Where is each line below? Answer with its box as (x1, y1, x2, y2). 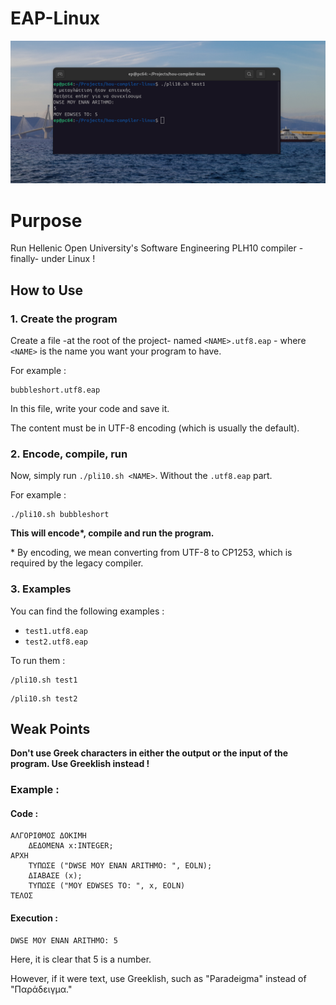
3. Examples (10, 582, 72, 596)
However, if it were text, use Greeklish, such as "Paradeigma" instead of (10, 972, 307, 984)
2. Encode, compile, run (10, 447, 128, 461)
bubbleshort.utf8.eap (10, 385, 101, 395)
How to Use (10, 282, 84, 299)
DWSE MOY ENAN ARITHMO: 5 (10, 935, 118, 946)
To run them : (10, 654, 66, 666)
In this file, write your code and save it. (10, 402, 170, 414)
